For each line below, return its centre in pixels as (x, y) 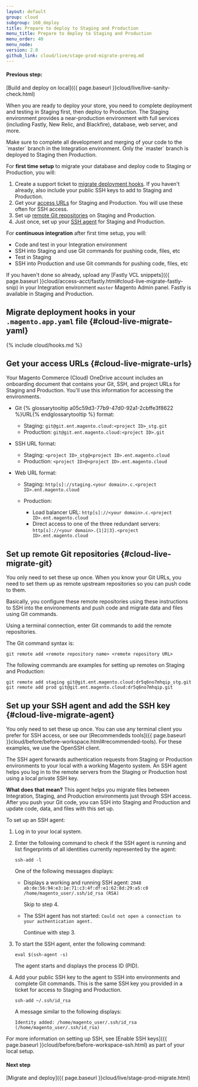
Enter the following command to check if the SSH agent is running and (100, 843)
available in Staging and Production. (50, 293)
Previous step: (24, 75)
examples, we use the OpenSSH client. (53, 748)
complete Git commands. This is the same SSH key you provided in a (99, 983)
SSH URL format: (35, 444)
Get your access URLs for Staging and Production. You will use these (99, 202)
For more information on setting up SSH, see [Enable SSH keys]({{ (87, 1038)
